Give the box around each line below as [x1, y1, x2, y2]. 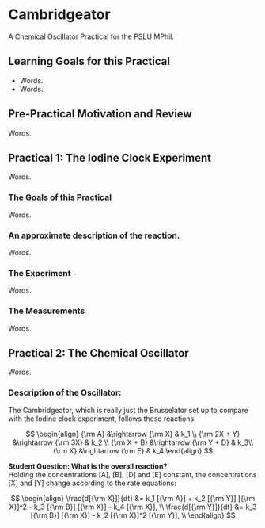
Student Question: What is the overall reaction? [8, 461, 168, 471]
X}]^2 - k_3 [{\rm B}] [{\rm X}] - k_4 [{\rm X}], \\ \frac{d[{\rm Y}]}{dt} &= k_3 [9, 502, 257, 511]
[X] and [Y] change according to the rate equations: [8, 478, 176, 488]
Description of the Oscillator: [8, 387, 122, 398]
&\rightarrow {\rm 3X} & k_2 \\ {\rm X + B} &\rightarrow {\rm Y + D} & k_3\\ [12, 438, 254, 447]
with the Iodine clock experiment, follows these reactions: [8, 414, 196, 423]
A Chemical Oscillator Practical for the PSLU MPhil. [8, 32, 174, 41]
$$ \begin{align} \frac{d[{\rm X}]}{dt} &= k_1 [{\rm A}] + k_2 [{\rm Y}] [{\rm [10, 493, 256, 503]
